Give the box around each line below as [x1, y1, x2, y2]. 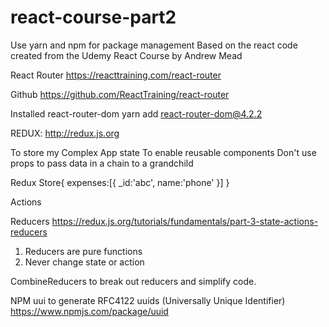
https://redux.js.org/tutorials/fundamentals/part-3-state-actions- [51, 215, 319, 227]
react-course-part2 [10, 6, 177, 29]
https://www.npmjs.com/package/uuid [10, 305, 169, 317]
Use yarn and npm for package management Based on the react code [10, 39, 298, 51]
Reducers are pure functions [24, 245, 143, 257]
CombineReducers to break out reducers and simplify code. [10, 275, 257, 287]
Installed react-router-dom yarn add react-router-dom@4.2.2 [10, 107, 263, 120]
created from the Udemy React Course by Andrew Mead [10, 49, 243, 61]
